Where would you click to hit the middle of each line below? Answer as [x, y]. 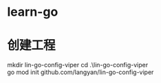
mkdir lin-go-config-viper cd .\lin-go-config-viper [78, 65]
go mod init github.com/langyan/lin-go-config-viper [80, 72]
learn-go [33, 12]
